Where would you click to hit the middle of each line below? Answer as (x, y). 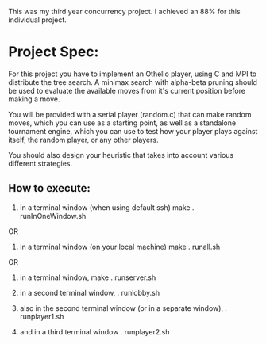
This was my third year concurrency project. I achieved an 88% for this (124, 11)
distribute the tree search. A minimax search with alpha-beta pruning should (133, 82)
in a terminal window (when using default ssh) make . (107, 207)
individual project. (38, 20)
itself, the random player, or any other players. (83, 140)
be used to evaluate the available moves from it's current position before (127, 90)
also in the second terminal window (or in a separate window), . (123, 308)
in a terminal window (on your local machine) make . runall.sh (120, 247)
